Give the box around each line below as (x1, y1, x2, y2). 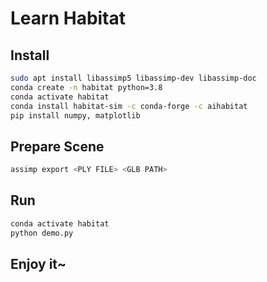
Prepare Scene (10, 138, 105, 155)
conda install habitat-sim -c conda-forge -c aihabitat (10, 101, 248, 111)
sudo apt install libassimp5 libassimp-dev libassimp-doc (10, 73, 257, 83)
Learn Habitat (10, 7, 127, 30)
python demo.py (10, 228, 74, 238)
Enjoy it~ (10, 256, 67, 273)
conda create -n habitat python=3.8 (10, 82, 163, 92)
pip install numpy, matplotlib (10, 110, 141, 121)
